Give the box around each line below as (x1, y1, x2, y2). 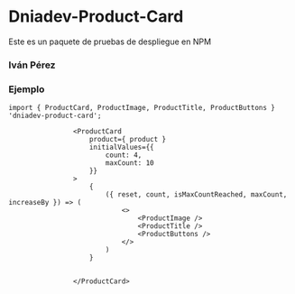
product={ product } (88, 135, 167, 144)
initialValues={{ (88, 142, 154, 152)
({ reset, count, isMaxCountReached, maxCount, (105, 190, 288, 199)
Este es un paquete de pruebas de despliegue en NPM (8, 36, 212, 47)
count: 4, (105, 151, 143, 160)
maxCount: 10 (105, 159, 154, 168)
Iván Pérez (8, 59, 56, 71)
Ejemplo (8, 83, 45, 96)
